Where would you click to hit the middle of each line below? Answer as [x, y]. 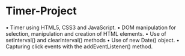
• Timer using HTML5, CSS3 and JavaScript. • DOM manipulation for [91, 27]
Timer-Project [41, 11]
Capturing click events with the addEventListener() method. [79, 46]
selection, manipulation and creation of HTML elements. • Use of [86, 33]
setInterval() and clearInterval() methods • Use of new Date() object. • [92, 40]
